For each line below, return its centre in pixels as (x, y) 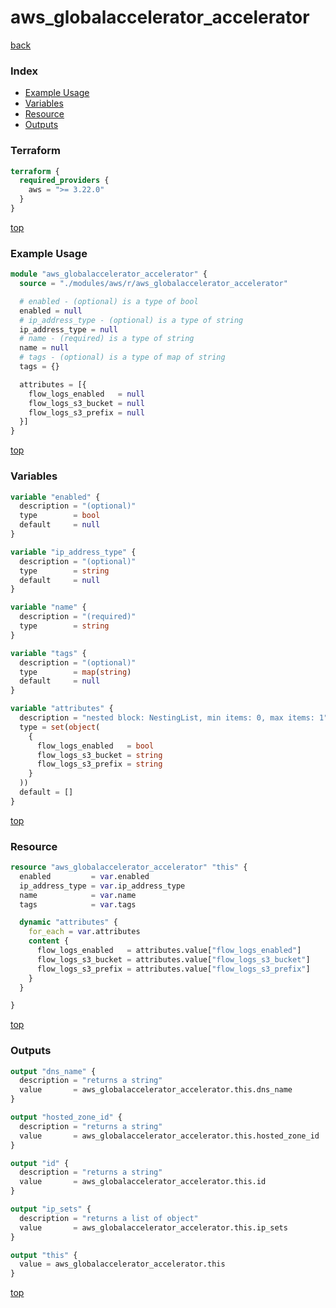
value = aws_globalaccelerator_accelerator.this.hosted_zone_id (169, 1136)
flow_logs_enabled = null (86, 394)
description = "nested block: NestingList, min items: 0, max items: (167, 718)
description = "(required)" (78, 617)
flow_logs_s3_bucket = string (99, 755)
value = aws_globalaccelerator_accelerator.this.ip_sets (153, 1227)
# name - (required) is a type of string (107, 339)
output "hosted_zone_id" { (66, 1117)
